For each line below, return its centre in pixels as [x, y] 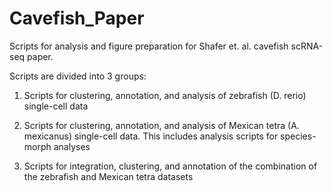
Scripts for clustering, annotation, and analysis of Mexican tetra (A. [161, 125]
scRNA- [307, 46]
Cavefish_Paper [77, 18]
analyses [72, 146]
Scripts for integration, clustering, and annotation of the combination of [170, 166]
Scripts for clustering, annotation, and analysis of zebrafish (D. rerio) [165, 95]
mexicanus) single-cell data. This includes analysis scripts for [151, 136]
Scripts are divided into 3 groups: [78, 76]
